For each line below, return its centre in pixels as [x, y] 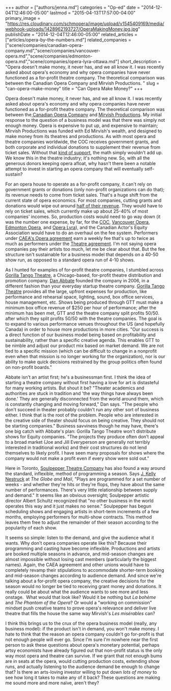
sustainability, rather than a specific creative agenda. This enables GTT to [82, 340]
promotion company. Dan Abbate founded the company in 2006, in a [77, 281]
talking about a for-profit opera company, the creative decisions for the [80, 581]
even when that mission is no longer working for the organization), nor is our [85, 356]
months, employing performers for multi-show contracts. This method [79, 517]
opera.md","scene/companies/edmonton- [49, 56]
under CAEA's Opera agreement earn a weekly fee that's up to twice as [80, 238]
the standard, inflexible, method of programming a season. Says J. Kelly [81, 474]
